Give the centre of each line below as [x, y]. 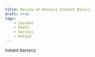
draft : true [17, 14]
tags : [10, 18]
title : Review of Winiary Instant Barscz [48, 9]
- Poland [23, 37]
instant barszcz [20, 50]
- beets [21, 28]
